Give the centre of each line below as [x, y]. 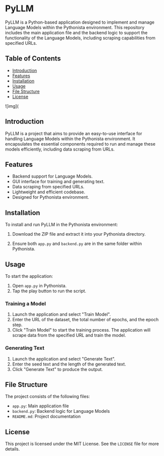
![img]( [12, 106]
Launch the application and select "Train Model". [61, 314]
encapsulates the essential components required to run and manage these [80, 144]
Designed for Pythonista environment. [51, 197]
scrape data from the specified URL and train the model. [69, 335]
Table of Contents [33, 59]
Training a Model [26, 304]
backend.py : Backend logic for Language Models [61, 411]
